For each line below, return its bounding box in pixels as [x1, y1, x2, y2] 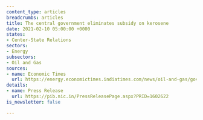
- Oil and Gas [6, 59, 42, 65]
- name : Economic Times [6, 71, 66, 77]
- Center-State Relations [6, 37, 71, 43]
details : [6, 82, 28, 88]
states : [6, 32, 26, 38]
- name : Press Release [6, 88, 63, 94]
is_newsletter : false [6, 99, 61, 105]
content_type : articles [6, 8, 66, 15]
